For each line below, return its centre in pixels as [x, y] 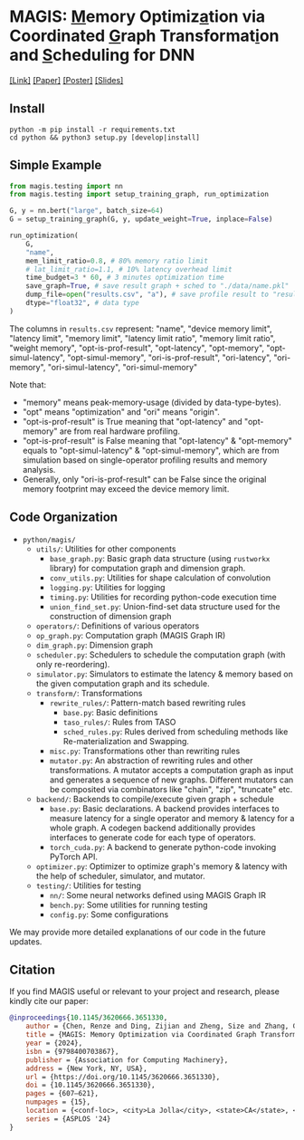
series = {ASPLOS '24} [68, 1119]
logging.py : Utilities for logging [107, 587]
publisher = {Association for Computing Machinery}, [127, 1060]
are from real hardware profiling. [120, 431]
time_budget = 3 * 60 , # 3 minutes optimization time [125, 278]
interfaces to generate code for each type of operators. [152, 837]
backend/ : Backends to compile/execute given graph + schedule [155, 799]
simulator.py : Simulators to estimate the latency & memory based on [165, 674]
